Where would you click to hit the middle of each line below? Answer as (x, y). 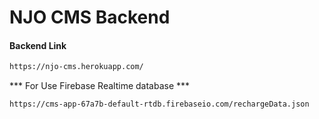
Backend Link (38, 45)
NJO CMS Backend (90, 17)
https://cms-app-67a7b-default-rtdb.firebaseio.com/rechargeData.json (159, 104)
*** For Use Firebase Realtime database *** (100, 86)
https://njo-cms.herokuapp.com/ (76, 67)
